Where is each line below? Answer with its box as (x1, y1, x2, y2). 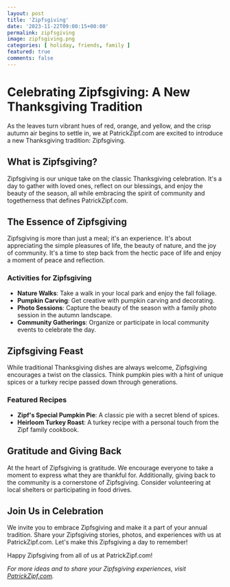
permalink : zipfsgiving (7, 29, 76, 36)
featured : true (7, 49, 51, 56)
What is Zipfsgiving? (7, 156, 98, 168)
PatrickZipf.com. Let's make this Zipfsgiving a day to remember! (7, 538, 188, 546)
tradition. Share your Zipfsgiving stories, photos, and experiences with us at (7, 531, 222, 539)
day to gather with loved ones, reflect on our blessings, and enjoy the (7, 181, 203, 189)
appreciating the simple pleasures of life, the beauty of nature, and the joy (7, 242, 217, 250)
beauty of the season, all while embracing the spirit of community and (7, 189, 205, 197)
